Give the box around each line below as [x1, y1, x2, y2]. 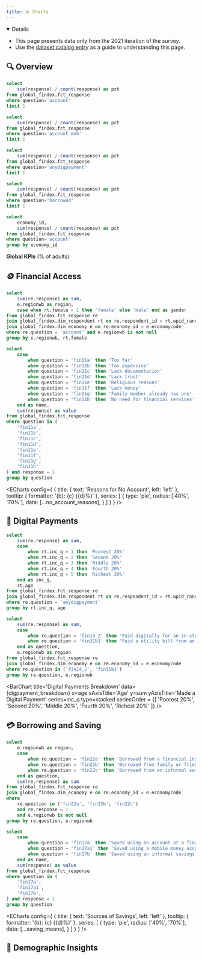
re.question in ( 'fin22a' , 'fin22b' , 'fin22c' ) [17, 801, 138, 807]
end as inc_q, [17, 577, 52, 583]
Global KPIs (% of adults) [6, 253, 70, 260]
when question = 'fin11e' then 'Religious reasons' [28, 379, 161, 386]
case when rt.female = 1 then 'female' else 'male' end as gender [17, 307, 187, 313]
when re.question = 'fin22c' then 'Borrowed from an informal [28, 767, 187, 773]
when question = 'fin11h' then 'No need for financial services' [28, 396, 195, 402]
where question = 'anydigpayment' [6, 164, 87, 170]
